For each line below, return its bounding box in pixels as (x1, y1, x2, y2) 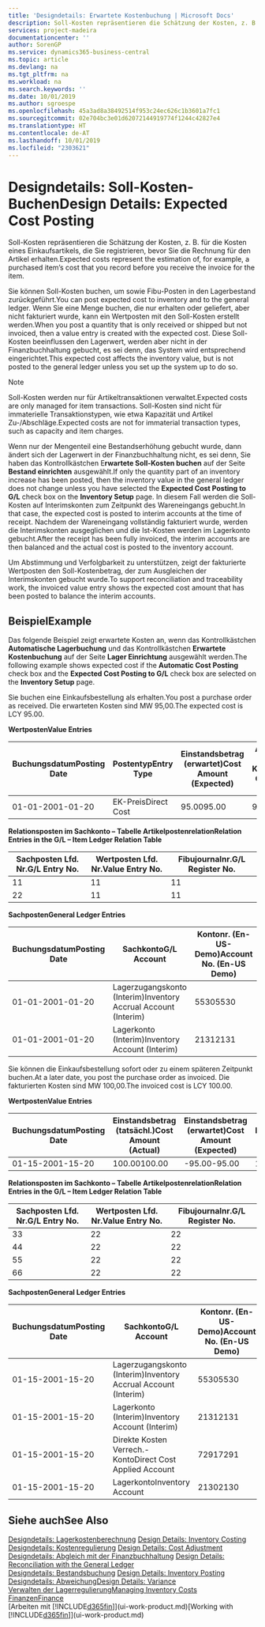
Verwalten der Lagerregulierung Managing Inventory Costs (8, 1584, 197, 1594)
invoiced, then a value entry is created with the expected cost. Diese (8, 329, 231, 338)
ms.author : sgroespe (8, 100, 77, 108)
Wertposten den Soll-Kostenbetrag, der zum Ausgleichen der (8, 566, 207, 576)
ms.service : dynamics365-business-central (8, 48, 150, 56)
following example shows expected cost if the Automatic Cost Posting (8, 661, 239, 670)
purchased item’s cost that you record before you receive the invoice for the (8, 262, 255, 273)
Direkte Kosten (113, 1434, 168, 1445)
